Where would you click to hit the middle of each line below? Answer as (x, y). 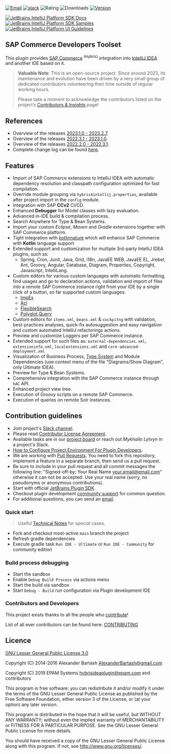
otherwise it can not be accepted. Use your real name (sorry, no (80, 477)
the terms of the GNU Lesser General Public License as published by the (81, 694)
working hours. (34, 90)
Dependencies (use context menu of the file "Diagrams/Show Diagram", (88, 362)
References (24, 121)
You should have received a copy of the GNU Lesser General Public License (85, 740)
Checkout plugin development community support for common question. (89, 493)
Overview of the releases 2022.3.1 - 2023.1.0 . (60, 139)
